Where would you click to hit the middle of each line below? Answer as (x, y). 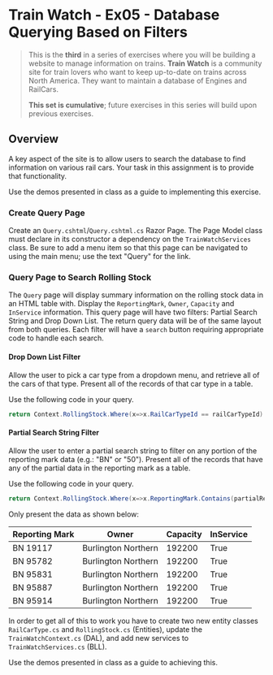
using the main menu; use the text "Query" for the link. (100, 257)
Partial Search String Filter (54, 433)
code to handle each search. (56, 338)
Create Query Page (47, 213)
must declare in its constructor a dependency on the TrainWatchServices (130, 239)
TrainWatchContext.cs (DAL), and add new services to (99, 638)
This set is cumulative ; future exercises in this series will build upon (143, 105)
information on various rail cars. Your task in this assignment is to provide (131, 167)
